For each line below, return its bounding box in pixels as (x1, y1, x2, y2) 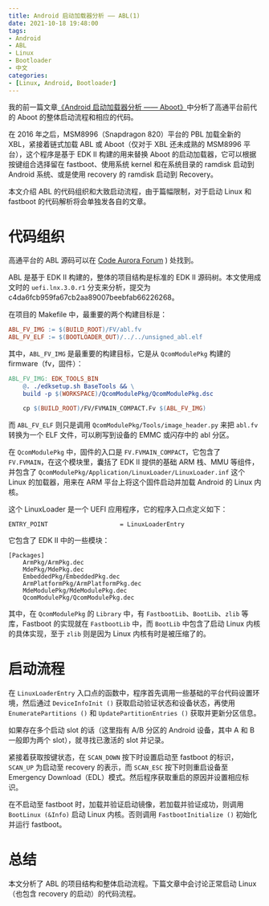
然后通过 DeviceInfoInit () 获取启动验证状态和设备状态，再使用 (22, 698, 235, 708)
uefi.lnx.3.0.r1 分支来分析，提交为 (31, 283, 151, 292)
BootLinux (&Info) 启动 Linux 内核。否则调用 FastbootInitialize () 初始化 (8, 809, 258, 819)
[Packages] (8, 551, 45, 559)
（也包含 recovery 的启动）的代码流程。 (8, 888, 141, 898)
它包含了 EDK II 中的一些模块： (8, 535, 110, 545)
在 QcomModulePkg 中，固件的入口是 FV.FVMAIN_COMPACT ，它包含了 (8, 447, 221, 456)
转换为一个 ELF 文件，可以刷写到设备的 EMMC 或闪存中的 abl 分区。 (8, 430, 234, 439)
